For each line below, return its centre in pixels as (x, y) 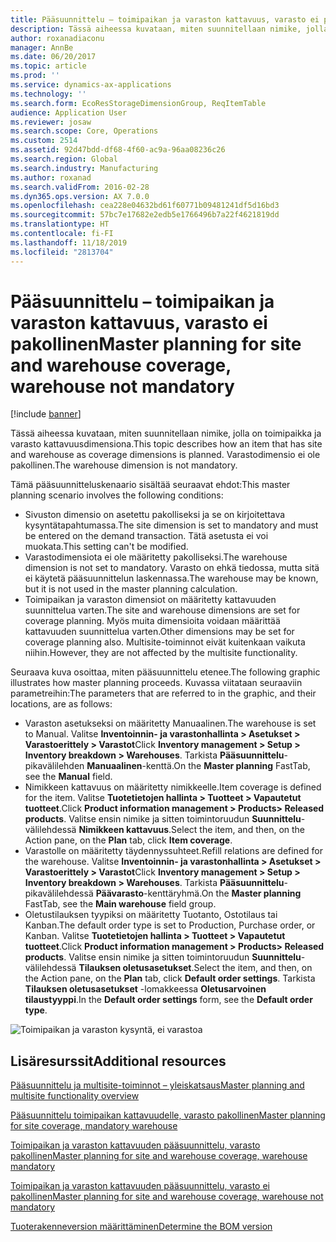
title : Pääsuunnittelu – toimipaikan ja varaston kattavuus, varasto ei (165, 19)
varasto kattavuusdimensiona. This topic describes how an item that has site (166, 444)
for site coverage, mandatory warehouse (94, 1126)
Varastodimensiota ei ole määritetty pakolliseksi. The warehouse (156, 557)
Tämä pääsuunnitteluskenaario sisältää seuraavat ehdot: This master (150, 485)
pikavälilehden (54, 766)
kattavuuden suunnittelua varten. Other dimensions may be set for (159, 632)
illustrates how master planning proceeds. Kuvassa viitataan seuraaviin (156, 683)
